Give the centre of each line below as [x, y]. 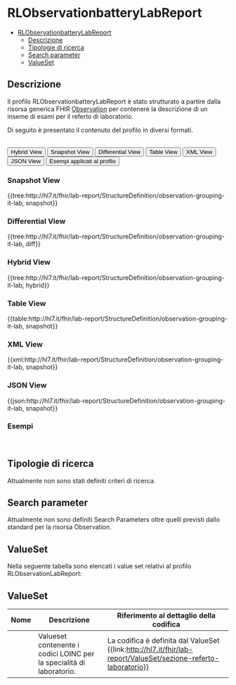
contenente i [59, 645]
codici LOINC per [66, 654]
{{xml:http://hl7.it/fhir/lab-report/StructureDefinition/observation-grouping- [116, 359]
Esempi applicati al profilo [82, 161]
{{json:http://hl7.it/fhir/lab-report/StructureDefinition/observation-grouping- [117, 401]
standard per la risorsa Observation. [59, 527]
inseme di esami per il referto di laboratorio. [70, 116]
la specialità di [62, 662]
